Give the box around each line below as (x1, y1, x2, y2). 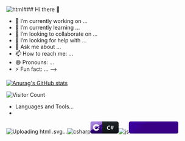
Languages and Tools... (15, 103, 74, 110)
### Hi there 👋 (23, 6, 60, 13)
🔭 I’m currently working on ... (15, 18, 88, 24)
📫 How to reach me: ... (15, 50, 74, 57)
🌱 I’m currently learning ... (15, 24, 80, 31)
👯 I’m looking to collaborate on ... (15, 30, 98, 38)
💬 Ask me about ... (15, 43, 61, 50)
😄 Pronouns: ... (15, 59, 55, 66)
